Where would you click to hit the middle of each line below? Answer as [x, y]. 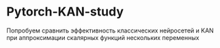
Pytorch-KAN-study [65, 12]
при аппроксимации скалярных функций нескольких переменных [103, 37]
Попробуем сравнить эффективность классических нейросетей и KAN [110, 30]
